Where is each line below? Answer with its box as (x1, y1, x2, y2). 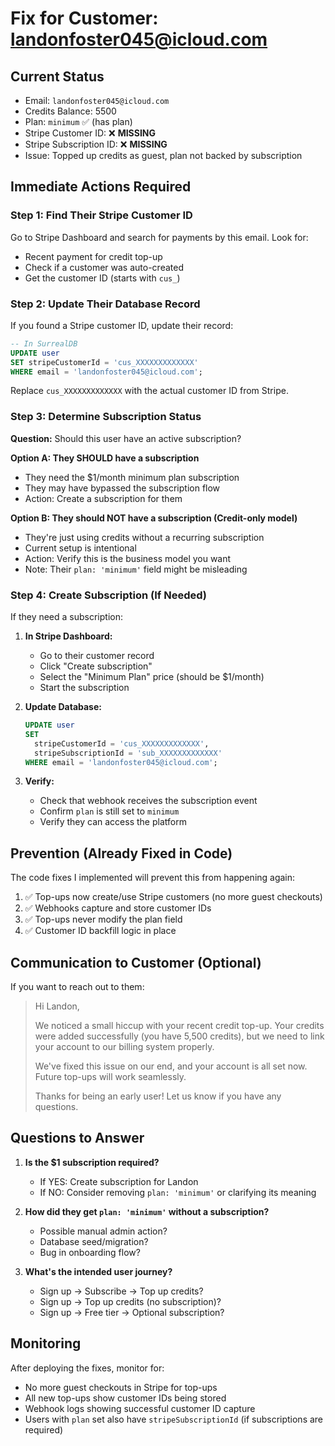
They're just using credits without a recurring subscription (24, 531, 265, 543)
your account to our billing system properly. (34, 1041, 215, 1053)
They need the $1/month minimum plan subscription (24, 471, 240, 483)
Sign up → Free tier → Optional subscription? (39, 1306, 225, 1318)
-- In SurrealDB (10, 338, 78, 349)
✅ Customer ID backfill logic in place (24, 925, 177, 937)
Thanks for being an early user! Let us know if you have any (34, 1090, 282, 1102)
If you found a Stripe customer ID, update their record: (10, 319, 234, 331)
